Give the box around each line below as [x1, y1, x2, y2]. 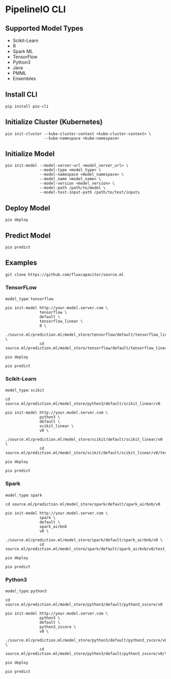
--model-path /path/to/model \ [39, 185, 106, 191]
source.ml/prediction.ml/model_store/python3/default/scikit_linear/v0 [5, 401, 160, 407]
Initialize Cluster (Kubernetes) [5, 118, 103, 126]
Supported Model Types [5, 24, 84, 33]
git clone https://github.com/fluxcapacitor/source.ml [5, 272, 124, 277]
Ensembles [12, 76, 36, 81]
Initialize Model [5, 150, 55, 158]
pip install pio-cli [5, 104, 49, 109]
